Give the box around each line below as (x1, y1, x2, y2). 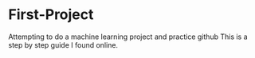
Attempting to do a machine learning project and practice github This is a (8, 32, 249, 41)
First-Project (8, 6, 94, 24)
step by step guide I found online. (8, 40, 118, 49)
